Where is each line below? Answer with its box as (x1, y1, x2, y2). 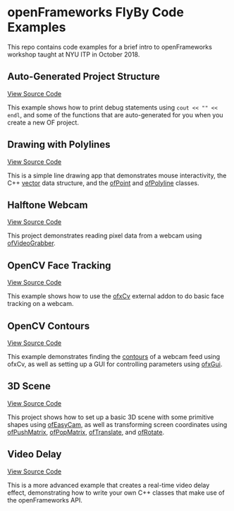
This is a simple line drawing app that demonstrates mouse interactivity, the (7, 171, 227, 180)
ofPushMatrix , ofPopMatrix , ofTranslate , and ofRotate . (7, 428, 164, 436)
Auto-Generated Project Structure (7, 71, 160, 83)
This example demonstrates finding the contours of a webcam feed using (7, 353, 221, 360)
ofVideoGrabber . (7, 239, 56, 247)
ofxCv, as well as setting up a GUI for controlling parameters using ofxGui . (7, 360, 223, 368)
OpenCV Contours (7, 319, 90, 332)
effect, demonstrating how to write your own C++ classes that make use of (7, 488, 225, 497)
